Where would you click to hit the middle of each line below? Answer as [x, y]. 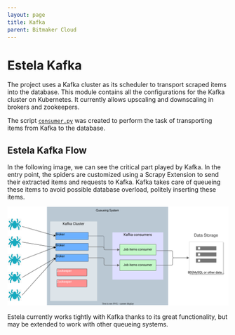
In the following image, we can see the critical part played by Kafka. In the [114, 167]
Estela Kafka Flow [47, 150]
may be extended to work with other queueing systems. [88, 324]
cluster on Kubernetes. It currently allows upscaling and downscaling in [110, 100]
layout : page [26, 15]
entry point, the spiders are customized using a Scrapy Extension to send [113, 175]
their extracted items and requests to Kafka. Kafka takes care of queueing [114, 182]
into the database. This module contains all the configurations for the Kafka [116, 92]
